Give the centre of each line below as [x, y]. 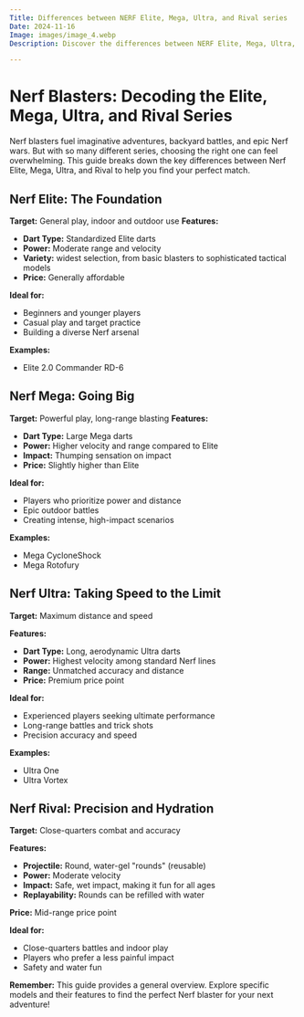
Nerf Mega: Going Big [72, 397]
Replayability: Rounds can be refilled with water [114, 895]
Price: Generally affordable [73, 278]
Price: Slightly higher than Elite [81, 465]
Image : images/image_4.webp [63, 35]
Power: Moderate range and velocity [92, 248]
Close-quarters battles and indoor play [95, 948]
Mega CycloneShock [62, 555]
